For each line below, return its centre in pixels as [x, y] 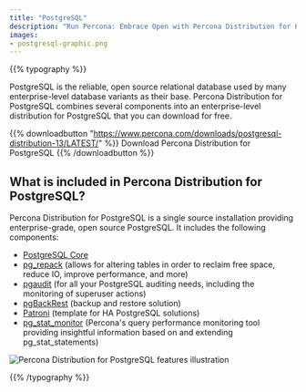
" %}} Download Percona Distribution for [175, 143]
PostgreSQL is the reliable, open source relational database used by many [148, 87]
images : [24, 35]
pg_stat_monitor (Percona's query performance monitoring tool [141, 323]
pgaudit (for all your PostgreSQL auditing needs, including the [138, 284]
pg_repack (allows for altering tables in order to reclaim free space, [149, 264]
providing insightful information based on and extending [128, 333]
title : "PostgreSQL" [49, 18]
